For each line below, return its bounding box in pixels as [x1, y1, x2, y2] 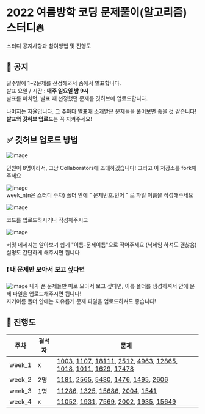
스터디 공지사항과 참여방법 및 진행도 [6, 42, 92, 50]
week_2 [9, 375, 32, 383]
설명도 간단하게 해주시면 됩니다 [6, 248, 81, 256]
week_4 [9, 397, 32, 405]
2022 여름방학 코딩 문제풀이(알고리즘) [6, 6, 187, 20]
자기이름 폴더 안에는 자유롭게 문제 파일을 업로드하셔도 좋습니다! [6, 297, 157, 305]
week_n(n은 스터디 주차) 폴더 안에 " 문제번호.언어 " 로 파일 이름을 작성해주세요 [6, 191, 193, 199]
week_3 [9, 386, 32, 395]
